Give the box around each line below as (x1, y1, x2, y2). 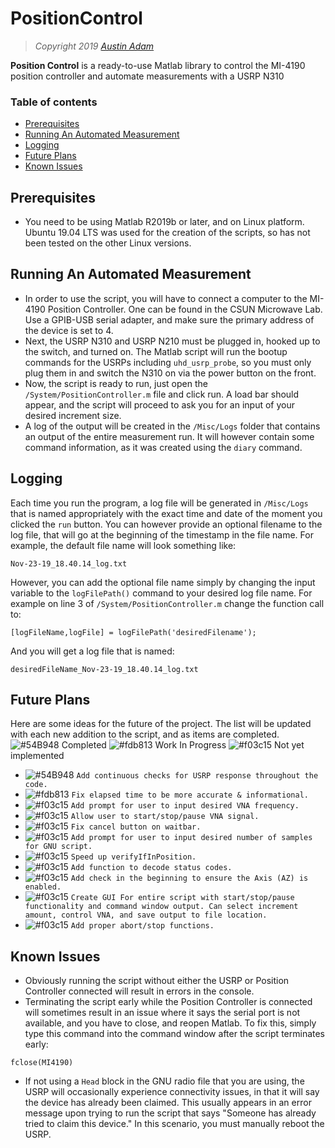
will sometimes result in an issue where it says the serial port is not (24, 1007, 301, 1019)
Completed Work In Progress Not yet (61, 739, 305, 751)
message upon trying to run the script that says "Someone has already (24, 1107, 317, 1119)
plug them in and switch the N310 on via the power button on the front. (24, 367, 317, 379)
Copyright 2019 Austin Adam (34, 40, 155, 52)
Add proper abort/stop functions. (70, 921, 215, 931)
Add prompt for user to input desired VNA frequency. (70, 801, 300, 811)
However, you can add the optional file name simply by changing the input (10, 576, 316, 588)
